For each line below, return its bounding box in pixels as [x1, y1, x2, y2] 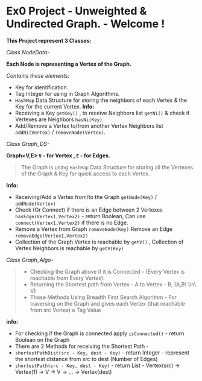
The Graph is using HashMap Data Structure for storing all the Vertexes [21, 163, 194, 171]
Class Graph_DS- [6, 140, 50, 147]
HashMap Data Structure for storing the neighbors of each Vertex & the [14, 96, 188, 104]
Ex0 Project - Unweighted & [6, 4, 147, 18]
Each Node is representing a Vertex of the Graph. [6, 60, 131, 68]
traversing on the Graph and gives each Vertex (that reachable [30, 300, 185, 307]
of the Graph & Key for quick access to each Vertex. [21, 170, 150, 177]
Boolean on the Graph [14, 336, 70, 343]
